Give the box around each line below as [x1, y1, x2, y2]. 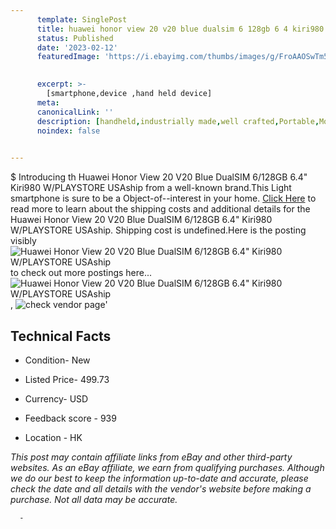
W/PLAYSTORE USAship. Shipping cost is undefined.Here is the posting [10, 224, 307, 236]
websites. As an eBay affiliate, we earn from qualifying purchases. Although [10, 461, 325, 473]
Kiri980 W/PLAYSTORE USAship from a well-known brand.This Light [10, 182, 292, 194]
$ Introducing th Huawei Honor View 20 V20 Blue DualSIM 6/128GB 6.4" [10, 171, 308, 183]
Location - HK [24, 431, 83, 443]
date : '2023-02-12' [36, 42, 118, 53]
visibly [10, 235, 37, 247]
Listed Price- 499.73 [24, 373, 110, 385]
